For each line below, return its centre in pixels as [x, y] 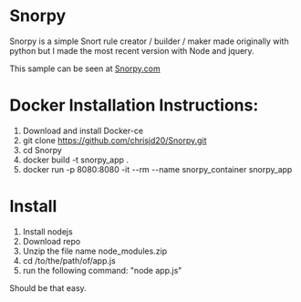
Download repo [52, 241]
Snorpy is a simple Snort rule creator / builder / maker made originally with [149, 41]
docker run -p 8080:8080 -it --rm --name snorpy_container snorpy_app [157, 169]
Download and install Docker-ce [83, 130]
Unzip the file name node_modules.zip [95, 251]
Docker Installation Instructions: [134, 105]
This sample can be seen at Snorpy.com [85, 68]
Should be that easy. [48, 287]
